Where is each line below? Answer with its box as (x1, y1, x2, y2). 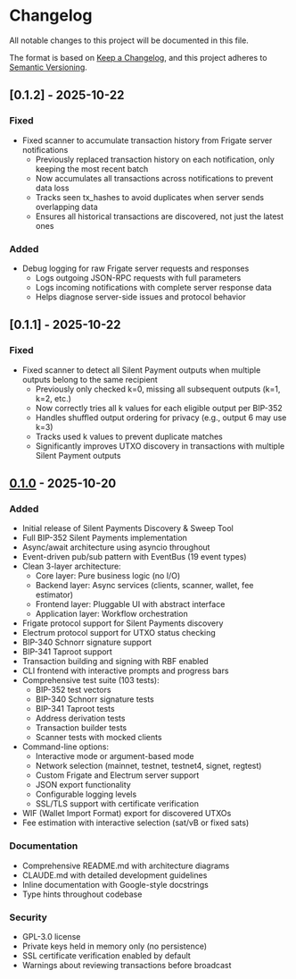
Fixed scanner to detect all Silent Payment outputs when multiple (21, 364, 261, 376)
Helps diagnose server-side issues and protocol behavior (35, 291, 247, 302)
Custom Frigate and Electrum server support (35, 770, 200, 781)
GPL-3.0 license (21, 931, 81, 941)
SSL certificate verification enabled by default (21, 949, 192, 961)
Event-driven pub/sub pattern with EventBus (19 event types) (21, 552, 247, 562)
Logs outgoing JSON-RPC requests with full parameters (35, 272, 242, 283)
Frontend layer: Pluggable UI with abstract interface (35, 599, 226, 610)
